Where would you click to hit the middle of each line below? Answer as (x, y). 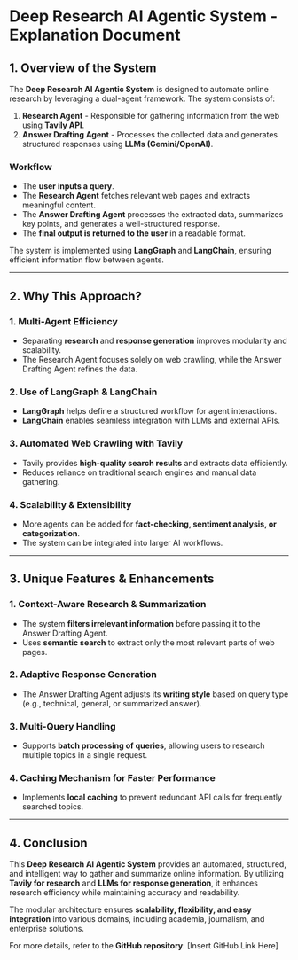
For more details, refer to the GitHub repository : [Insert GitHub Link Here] (144, 946)
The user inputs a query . (68, 186)
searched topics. (53, 807)
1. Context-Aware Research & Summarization (108, 605)
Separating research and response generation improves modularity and (155, 340)
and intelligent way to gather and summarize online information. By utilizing (146, 874)
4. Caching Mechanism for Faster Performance (112, 778)
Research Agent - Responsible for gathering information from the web (151, 116)
